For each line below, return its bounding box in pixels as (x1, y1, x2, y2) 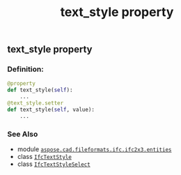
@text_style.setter (7, 100, 64, 107)
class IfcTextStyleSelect (17, 160, 90, 168)
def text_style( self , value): (7, 106, 95, 113)
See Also (7, 129, 38, 139)
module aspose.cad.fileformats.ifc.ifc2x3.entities (17, 145, 172, 153)
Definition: (7, 64, 44, 74)
